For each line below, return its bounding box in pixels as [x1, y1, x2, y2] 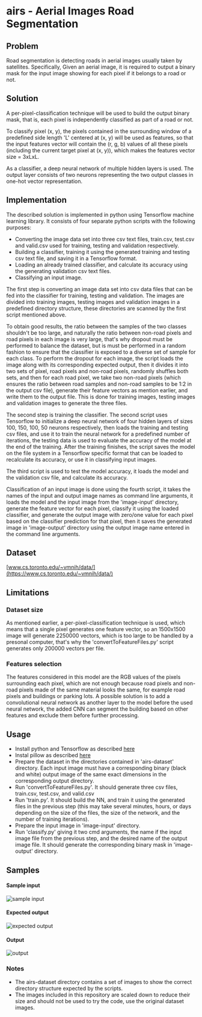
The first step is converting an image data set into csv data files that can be [6, 285, 194, 292]
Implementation [6, 195, 67, 205]
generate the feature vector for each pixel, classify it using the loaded [6, 504, 179, 512]
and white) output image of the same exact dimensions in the [14, 771, 167, 778]
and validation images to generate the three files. [6, 399, 127, 407]
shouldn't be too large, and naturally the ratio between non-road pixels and [6, 329, 192, 336]
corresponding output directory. [14, 777, 94, 785]
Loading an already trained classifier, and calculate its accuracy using [14, 261, 188, 268]
